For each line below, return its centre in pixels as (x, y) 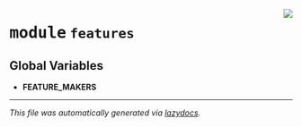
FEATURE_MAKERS (59, 87)
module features (72, 33)
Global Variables (56, 66)
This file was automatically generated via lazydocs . (105, 113)
